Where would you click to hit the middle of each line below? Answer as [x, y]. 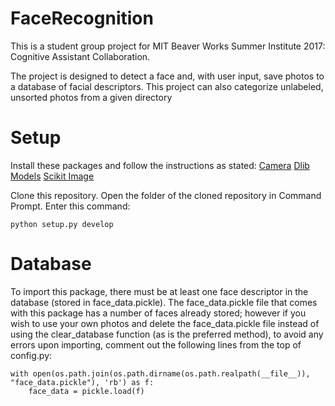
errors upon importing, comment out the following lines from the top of [156, 344]
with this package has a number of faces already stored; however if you [158, 313]
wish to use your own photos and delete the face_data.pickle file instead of [165, 323]
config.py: [31, 355]
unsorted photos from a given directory [91, 97]
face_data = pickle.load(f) [86, 391]
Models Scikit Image [52, 176]
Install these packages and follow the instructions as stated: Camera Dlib [160, 165]
